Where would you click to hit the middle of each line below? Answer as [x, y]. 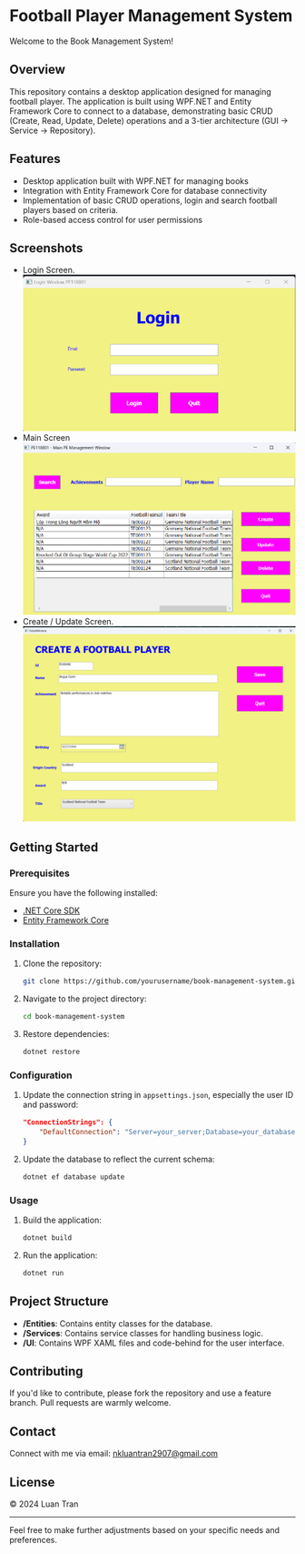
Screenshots [46, 248]
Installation [35, 943]
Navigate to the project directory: [84, 999]
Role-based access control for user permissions [112, 219]
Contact [33, 1432]
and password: [50, 1105]
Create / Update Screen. [68, 622]
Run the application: [60, 1255]
